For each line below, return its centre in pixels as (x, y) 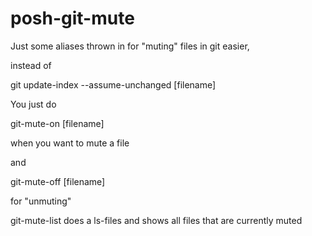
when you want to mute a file (70, 143)
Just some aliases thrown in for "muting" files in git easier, (130, 46)
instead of (31, 65)
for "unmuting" (41, 201)
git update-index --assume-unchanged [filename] (113, 84)
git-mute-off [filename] (58, 181)
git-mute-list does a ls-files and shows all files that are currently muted (156, 220)
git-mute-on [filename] (57, 123)
